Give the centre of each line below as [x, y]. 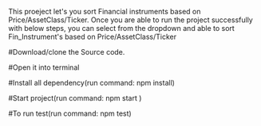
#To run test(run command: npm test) [70, 113]
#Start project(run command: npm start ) [75, 98]
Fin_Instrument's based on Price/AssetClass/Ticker [93, 36]
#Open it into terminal [44, 67]
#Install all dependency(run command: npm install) [92, 83]
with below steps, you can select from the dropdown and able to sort [122, 28]
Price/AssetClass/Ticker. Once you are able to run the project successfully [130, 20]
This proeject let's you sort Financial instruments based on [105, 11]
